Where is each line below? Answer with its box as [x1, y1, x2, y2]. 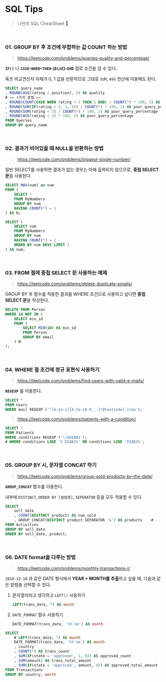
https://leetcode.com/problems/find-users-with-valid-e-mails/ [17, 378, 144, 384]
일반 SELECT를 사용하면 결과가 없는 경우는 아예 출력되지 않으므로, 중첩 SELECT [5, 167, 159, 173]
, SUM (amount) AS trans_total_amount [14, 658, 92, 663]
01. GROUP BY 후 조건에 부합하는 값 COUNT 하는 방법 [5, 44, 127, 51]
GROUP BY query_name [5, 123, 48, 128]
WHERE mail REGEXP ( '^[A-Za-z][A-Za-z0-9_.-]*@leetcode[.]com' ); [5, 407, 142, 412]
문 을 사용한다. [5, 173, 32, 179]
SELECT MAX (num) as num [5, 183, 54, 188]
